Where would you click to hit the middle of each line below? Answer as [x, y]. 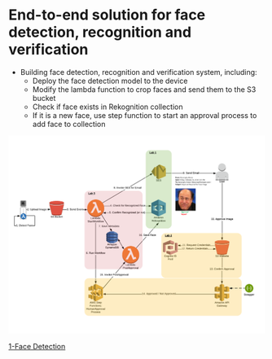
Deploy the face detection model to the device [110, 81]
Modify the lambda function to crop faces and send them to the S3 [144, 89]
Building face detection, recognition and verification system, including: [139, 72]
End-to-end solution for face [107, 15]
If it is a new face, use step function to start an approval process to [145, 115]
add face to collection [69, 124]
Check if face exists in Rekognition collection [107, 107]
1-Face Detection [37, 347]
